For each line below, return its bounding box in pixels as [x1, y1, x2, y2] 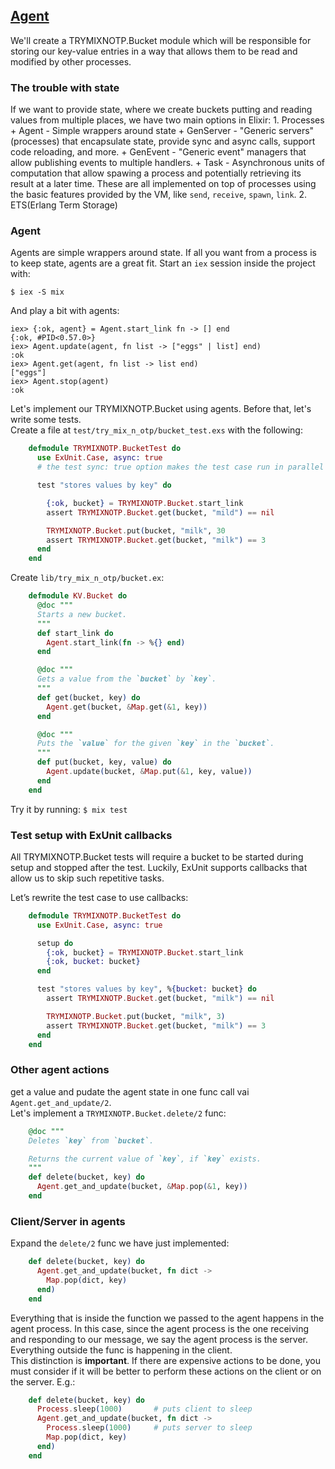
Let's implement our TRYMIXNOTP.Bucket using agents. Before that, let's [10, 403, 312, 415]
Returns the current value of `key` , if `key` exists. [28, 1154, 262, 1164]
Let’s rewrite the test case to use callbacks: [10, 891, 189, 903]
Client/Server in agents [10, 1214, 126, 1228]
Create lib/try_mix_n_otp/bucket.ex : [10, 572, 165, 584]
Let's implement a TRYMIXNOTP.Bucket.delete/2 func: [10, 1107, 227, 1119]
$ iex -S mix [10, 287, 65, 298]
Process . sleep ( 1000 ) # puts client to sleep [36, 1404, 253, 1414]
